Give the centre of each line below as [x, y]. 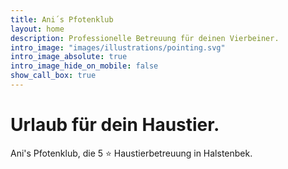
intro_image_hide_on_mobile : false [84, 66]
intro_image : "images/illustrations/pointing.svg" [118, 47]
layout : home [37, 29]
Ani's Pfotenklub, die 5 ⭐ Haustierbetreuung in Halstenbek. [131, 153]
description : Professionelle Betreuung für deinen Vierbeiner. [145, 38]
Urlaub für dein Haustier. [115, 125]
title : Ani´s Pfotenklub [62, 19]
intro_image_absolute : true [69, 57]
